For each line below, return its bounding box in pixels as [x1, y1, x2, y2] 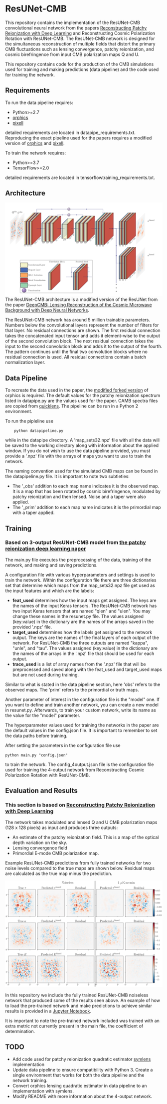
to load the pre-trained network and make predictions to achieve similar [5, 1003, 152, 1009]
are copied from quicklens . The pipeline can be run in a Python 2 [5, 403, 139, 409]
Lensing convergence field [12, 844, 67, 850]
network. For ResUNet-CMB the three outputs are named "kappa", [12, 639, 149, 645]
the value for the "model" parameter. [5, 712, 81, 718]
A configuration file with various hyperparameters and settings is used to [5, 571, 155, 577]
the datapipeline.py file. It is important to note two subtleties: [5, 473, 130, 479]
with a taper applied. [12, 509, 55, 515]
